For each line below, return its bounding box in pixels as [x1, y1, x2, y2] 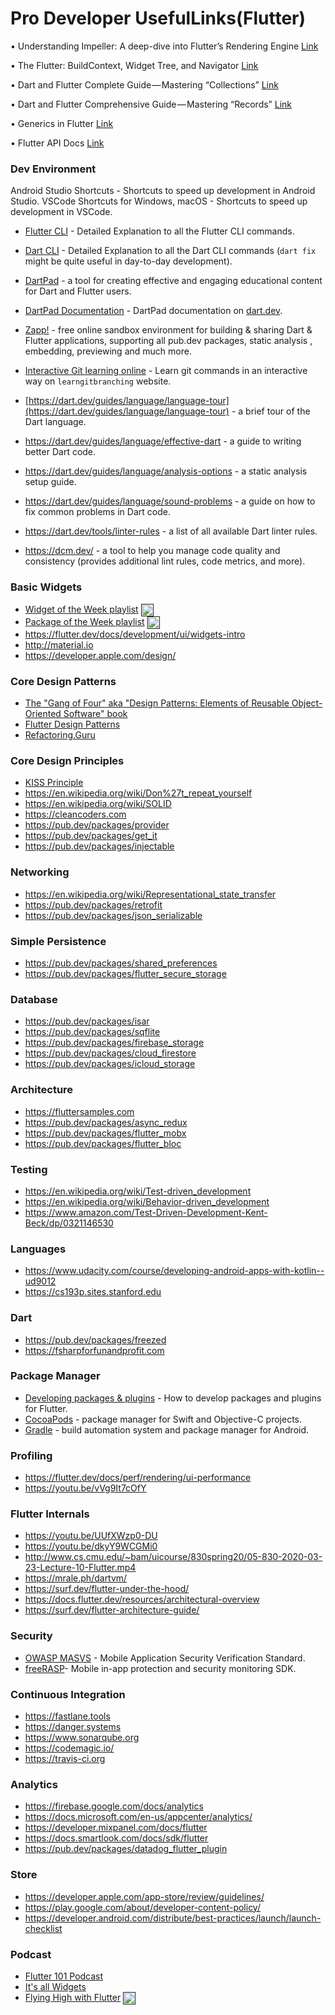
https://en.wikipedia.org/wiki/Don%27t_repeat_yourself [24, 787, 253, 799]
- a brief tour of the [231, 405, 311, 417]
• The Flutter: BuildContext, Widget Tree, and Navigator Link [10, 59, 259, 71]
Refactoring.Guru [24, 729, 96, 741]
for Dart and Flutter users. [24, 285, 132, 297]
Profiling [10, 1448, 53, 1462]
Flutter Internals [10, 1507, 90, 1521]
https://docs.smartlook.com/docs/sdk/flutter [24, 1832, 209, 1844]
